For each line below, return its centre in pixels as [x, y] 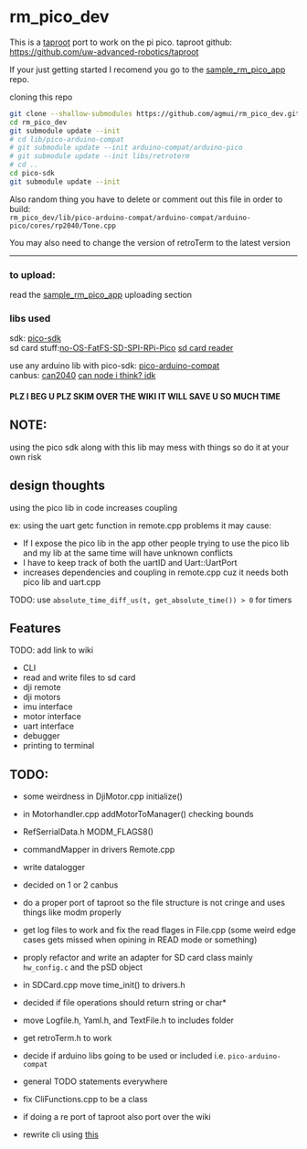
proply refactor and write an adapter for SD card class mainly [138, 958]
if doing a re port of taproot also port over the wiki [117, 1117]
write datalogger [53, 867]
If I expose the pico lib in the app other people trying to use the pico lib [156, 543]
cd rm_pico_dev [38, 122]
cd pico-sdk [32, 174]
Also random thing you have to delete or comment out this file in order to [146, 199]
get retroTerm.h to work [67, 1038]
